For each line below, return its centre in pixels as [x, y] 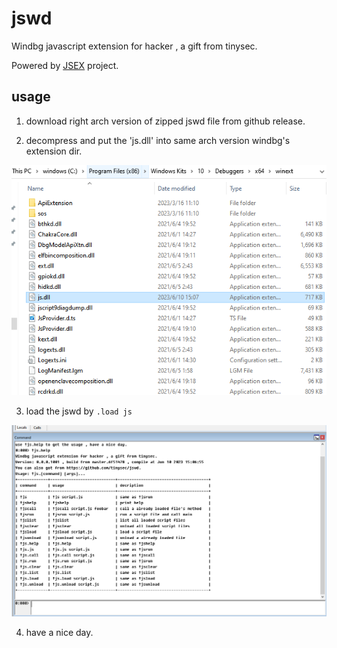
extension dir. [54, 151]
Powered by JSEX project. [65, 65]
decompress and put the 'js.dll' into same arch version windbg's [158, 140]
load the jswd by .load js [79, 411]
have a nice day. [59, 632]
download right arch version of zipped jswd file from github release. [165, 121]
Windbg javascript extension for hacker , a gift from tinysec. [134, 46]
